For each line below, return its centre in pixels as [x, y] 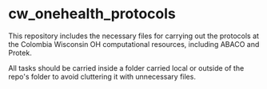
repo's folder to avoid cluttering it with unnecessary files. [102, 76]
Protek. [20, 52]
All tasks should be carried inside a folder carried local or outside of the [126, 68]
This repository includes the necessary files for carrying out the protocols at [134, 36]
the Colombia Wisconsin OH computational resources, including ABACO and [134, 44]
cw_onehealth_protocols [92, 14]
